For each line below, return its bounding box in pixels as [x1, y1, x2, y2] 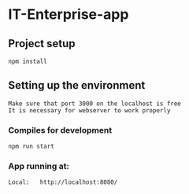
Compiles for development [8, 124, 113, 135]
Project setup [8, 37, 76, 50]
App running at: [8, 161, 69, 172]
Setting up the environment [8, 79, 146, 92]
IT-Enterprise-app [8, 5, 129, 24]
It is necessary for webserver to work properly [8, 106, 171, 115]
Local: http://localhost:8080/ [8, 178, 118, 186]
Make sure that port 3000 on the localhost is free [8, 100, 181, 108]
